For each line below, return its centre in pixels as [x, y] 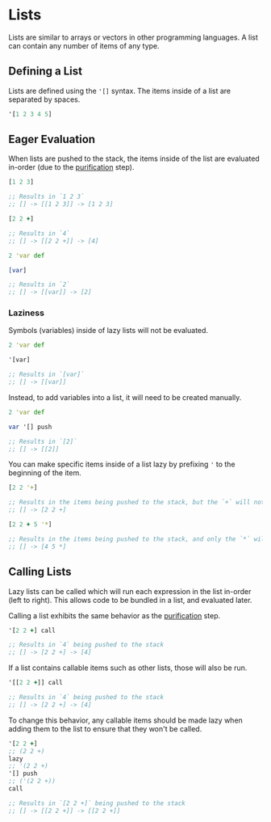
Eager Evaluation [52, 139]
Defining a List [46, 72]
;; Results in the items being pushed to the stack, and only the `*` [129, 539]
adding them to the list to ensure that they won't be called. [105, 728]
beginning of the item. [45, 473]
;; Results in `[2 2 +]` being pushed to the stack [97, 803]
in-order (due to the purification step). [71, 167]
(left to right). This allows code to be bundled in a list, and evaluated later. [130, 600]
